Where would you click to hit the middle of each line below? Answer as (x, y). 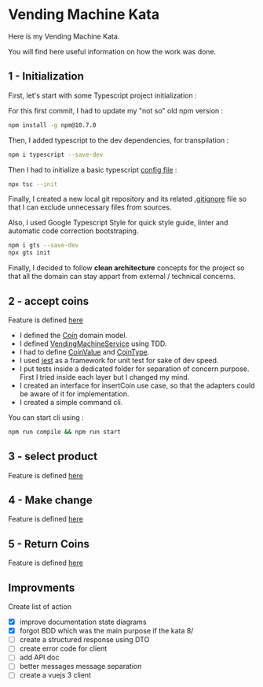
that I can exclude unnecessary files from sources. (90, 207)
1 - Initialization (46, 76)
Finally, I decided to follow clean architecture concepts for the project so (126, 268)
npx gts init (29, 253)
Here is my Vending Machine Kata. (64, 36)
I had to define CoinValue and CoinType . (84, 351)
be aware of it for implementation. (74, 394)
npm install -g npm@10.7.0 (52, 125)
